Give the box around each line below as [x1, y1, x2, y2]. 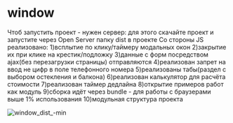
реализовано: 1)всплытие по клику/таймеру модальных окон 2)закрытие [7, 43, 227, 51]
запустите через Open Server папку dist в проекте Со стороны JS [7, 35, 204, 43]
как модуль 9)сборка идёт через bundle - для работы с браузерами [7, 87, 212, 96]
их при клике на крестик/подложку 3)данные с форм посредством [7, 50, 209, 59]
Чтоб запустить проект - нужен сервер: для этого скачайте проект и [7, 28, 214, 36]
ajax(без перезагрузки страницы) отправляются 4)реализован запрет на [7, 57, 226, 66]
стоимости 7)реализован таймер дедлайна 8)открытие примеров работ [7, 80, 225, 88]
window [7, 5, 55, 21]
